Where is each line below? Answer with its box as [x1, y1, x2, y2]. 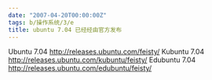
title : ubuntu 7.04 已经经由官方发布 [8, 26, 122, 33]
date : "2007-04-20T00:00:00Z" [8, 11, 108, 19]
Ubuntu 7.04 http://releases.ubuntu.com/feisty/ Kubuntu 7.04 [8, 47, 205, 57]
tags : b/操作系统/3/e [8, 19, 75, 26]
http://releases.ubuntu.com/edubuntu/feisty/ [8, 64, 152, 73]
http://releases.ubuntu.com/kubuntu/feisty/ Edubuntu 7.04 [8, 55, 196, 64]
